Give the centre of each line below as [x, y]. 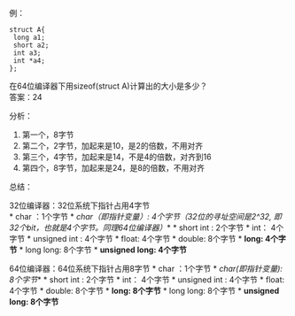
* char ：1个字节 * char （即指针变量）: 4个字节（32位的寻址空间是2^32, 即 [145, 216]
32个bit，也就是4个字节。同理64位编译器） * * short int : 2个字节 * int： [139, 227]
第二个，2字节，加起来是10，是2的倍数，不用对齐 [113, 146]
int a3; [27, 53]
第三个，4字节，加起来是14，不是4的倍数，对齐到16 [116, 157]
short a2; [31, 45]
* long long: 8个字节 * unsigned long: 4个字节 [103, 250]
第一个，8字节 [48, 135]
